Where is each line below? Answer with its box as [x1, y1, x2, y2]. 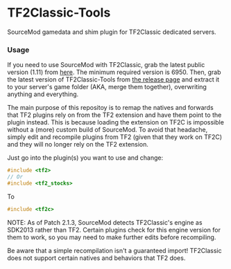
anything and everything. [7, 90, 79, 98]
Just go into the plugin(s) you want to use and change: [7, 154, 164, 162]
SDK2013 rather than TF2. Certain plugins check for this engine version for [7, 225, 221, 234]
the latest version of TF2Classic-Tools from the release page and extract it [7, 75, 220, 84]
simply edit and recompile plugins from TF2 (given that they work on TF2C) [7, 133, 223, 141]
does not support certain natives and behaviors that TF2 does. [7, 254, 186, 262]
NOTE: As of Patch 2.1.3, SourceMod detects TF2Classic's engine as [7, 218, 203, 226]
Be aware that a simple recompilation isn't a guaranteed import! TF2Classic [7, 246, 222, 254]
